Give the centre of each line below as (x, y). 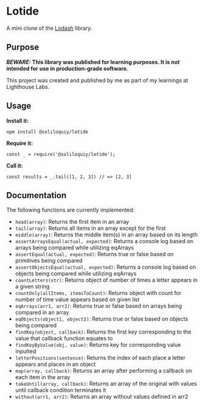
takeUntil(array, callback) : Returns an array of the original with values (106, 384)
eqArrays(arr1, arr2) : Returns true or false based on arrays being (99, 306)
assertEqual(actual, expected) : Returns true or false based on (94, 254)
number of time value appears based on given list (77, 299)
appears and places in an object (55, 365)
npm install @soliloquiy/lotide (47, 132)
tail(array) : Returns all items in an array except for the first (90, 228)
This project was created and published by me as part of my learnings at (97, 80)
